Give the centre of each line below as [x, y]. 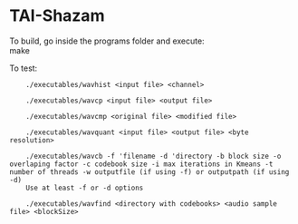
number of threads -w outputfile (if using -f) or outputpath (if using [149, 172]
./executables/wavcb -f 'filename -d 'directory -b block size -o [154, 156]
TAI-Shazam [57, 16]
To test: [24, 68]
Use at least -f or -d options [85, 188]
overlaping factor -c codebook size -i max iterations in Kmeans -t [141, 164]
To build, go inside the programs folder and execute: [107, 41]
